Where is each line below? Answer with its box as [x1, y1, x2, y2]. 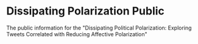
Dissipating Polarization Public [6, 4, 164, 18]
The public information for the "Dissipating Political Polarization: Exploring [6, 24, 192, 31]
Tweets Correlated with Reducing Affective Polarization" [6, 30, 147, 37]
